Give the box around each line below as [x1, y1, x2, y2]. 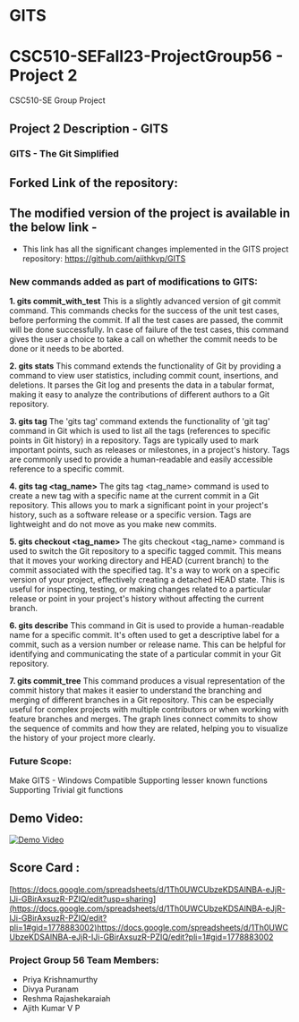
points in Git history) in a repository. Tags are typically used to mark [9, 435, 260, 446]
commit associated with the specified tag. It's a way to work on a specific [9, 565, 280, 575]
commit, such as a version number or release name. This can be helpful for [9, 639, 286, 650]
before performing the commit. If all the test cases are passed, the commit [9, 314, 284, 325]
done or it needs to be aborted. [9, 343, 124, 353]
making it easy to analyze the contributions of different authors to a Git [9, 388, 270, 399]
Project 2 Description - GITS [9, 121, 168, 136]
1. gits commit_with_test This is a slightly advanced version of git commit [9, 295, 281, 306]
